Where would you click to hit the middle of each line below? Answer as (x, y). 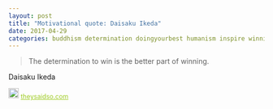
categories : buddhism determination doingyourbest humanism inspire (127, 38)
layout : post (30, 16)
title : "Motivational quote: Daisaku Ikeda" (85, 23)
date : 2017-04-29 (38, 31)
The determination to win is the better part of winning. (119, 61)
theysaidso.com (45, 96)
